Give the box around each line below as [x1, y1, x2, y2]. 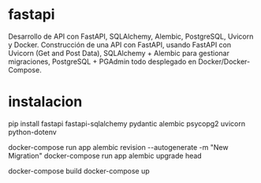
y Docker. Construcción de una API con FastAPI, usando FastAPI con [8, 39, 232, 49]
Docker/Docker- [198, 57, 251, 66]
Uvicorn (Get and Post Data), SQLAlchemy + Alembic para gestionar [8, 48, 230, 58]
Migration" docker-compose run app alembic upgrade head [8, 151, 203, 160]
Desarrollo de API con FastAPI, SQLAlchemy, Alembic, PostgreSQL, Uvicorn [8, 32, 254, 41]
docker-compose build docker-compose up [8, 166, 150, 175]
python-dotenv [8, 127, 57, 136]
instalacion [8, 93, 83, 111]
